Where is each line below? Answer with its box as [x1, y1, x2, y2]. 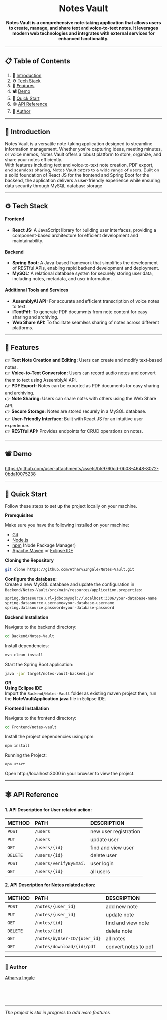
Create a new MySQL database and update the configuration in [5, 581, 135, 587]
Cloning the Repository [5, 557, 54, 563]
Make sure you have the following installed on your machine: [5, 522, 129, 528]
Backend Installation [5, 614, 49, 620]
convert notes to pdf [105, 943, 154, 950]
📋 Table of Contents [5, 57, 71, 65]
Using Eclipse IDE [5, 685, 42, 691]
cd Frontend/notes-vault [5, 724, 57, 730]
